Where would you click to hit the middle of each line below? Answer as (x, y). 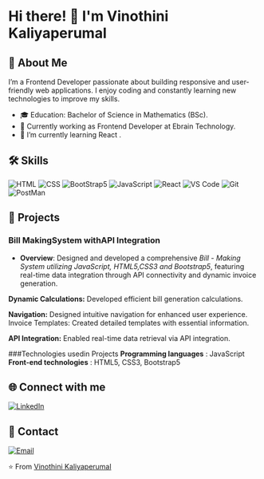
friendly (21, 90)
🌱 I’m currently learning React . (71, 135)
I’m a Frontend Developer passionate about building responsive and (119, 82)
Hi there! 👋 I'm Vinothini (89, 16)
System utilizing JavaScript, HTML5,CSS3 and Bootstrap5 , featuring (132, 266)
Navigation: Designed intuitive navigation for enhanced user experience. (128, 314)
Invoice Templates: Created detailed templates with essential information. (129, 323)
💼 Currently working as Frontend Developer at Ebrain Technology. (128, 126)
